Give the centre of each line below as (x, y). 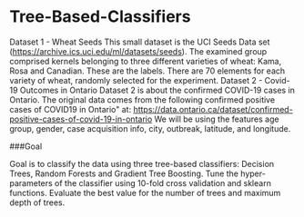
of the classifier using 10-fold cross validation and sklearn (162, 182)
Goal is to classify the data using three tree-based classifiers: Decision (142, 163)
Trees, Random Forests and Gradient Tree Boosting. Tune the (124, 173)
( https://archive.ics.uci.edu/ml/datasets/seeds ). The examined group (138, 51)
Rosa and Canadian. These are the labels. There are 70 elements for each (147, 71)
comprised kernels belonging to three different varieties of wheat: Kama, (146, 61)
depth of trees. (37, 202)
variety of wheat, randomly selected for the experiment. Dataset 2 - (136, 80)
